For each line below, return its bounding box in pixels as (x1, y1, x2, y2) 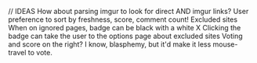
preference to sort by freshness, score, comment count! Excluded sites (8, 15, 237, 24)
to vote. (27, 48, 52, 57)
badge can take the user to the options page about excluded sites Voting (8, 31, 243, 40)
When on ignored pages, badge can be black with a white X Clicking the (8, 23, 241, 32)
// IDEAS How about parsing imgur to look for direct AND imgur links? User (8, 7, 249, 16)
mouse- (212, 40, 238, 49)
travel (8, 48, 27, 57)
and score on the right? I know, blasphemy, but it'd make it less (8, 40, 212, 49)
